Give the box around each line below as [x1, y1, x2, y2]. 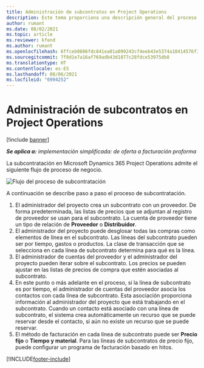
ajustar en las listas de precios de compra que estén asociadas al [15, 266, 179, 274]
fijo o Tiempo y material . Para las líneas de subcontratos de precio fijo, [15, 337, 194, 344]
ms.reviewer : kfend [6, 37, 56, 43]
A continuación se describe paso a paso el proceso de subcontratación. [6, 190, 186, 197]
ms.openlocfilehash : [6, 49, 59, 55]
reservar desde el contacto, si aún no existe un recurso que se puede [15, 318, 189, 325]
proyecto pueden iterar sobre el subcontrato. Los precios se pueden [15, 260, 186, 267]
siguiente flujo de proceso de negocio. [6, 166, 103, 173]
